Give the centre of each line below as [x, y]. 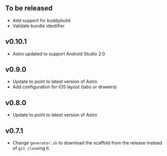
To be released [29, 8]
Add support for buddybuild [41, 20]
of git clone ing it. [31, 148]
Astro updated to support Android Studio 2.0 [59, 54]
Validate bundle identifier [38, 26]
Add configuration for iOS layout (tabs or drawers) [65, 87]
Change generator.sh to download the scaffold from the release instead [87, 143]
